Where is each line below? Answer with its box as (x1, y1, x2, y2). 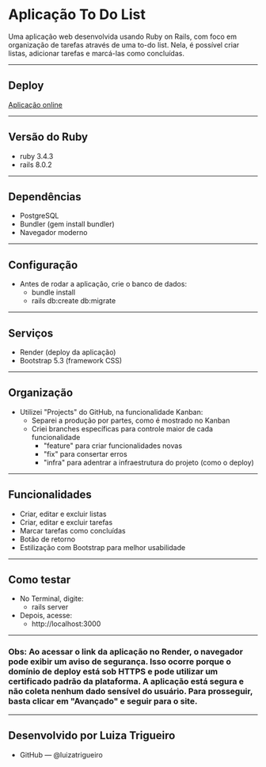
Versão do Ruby (8, 131, 89, 144)
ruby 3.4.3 (19, 151, 54, 161)
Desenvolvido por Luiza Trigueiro (8, 729, 176, 742)
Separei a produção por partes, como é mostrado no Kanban (31, 416, 230, 425)
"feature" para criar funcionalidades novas (43, 441, 183, 450)
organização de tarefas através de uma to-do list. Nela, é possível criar (8, 40, 240, 49)
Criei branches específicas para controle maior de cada (31, 423, 214, 433)
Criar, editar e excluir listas (19, 509, 107, 518)
